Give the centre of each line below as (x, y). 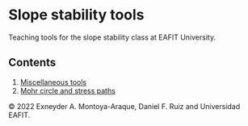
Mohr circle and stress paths (67, 90)
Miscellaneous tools (53, 82)
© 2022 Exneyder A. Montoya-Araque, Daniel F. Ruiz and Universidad (124, 106)
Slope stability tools (76, 15)
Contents (32, 63)
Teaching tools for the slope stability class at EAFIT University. (112, 37)
